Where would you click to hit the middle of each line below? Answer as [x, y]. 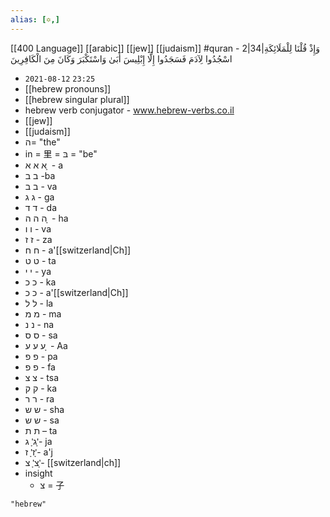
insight [38, 473]
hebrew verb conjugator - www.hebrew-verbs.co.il [129, 110]
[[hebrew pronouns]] [68, 88]
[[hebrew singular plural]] [77, 99]
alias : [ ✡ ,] [35, 19]
